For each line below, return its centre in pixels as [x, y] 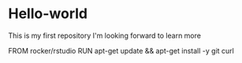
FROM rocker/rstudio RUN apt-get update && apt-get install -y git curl [121, 50]
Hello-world [48, 14]
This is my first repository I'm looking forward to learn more [104, 35]
